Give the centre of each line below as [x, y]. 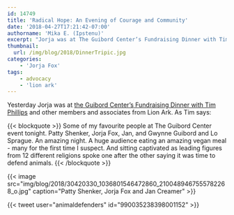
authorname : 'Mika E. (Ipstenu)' [56, 33]
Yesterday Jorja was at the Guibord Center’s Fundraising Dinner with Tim [111, 105]
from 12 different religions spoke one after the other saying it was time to [111, 156]
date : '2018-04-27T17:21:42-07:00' [59, 27]
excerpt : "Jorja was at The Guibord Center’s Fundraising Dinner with [112, 40]
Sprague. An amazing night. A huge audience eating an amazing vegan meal [117, 141]
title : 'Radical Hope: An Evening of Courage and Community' [98, 20]
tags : [15, 72]
